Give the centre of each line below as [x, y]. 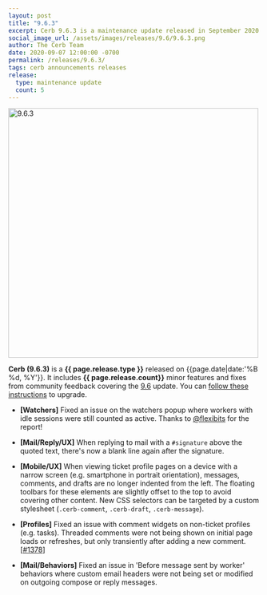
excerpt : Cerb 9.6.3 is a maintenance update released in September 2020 [134, 30]
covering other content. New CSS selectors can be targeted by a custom [139, 501]
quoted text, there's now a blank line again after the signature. [122, 451]
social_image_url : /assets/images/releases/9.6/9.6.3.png [107, 38]
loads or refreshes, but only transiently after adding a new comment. [133, 541]
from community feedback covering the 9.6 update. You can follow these [129, 386]
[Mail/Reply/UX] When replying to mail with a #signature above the [131, 442]
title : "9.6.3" [34, 23]
